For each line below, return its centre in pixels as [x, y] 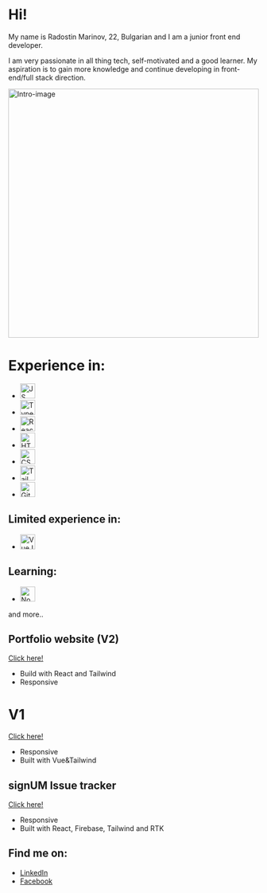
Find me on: [38, 854]
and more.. [26, 614]
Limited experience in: [65, 519]
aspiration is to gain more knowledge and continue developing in [114, 69]
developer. [26, 45]
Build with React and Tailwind [68, 674]
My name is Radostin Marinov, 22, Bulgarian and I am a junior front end [124, 37]
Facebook [36, 881]
